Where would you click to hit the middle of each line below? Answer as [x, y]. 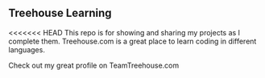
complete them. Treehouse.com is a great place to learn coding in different [132, 41]
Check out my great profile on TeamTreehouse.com [94, 65]
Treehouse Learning [60, 13]
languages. [27, 49]
